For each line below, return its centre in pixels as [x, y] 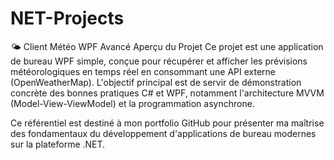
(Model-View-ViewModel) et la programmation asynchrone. [132, 103]
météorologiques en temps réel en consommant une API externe [143, 71]
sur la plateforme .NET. [58, 144]
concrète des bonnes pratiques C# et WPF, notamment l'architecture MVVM [167, 93]
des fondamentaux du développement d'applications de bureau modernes [163, 133]
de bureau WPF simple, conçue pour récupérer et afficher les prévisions [159, 61]
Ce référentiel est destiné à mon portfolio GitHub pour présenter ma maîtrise [167, 123]
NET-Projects [67, 18]
